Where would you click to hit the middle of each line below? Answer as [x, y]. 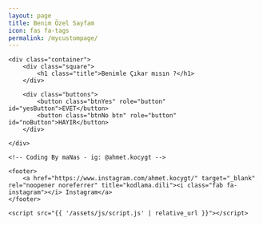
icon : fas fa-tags [39, 30]
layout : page [30, 16]
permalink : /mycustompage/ [53, 38]
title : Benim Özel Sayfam [51, 23]
